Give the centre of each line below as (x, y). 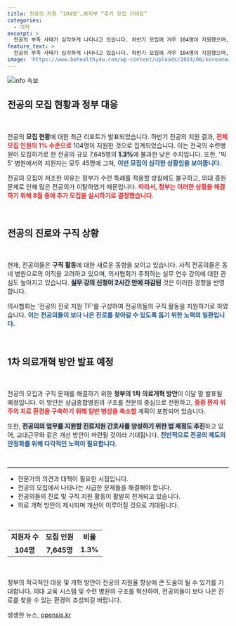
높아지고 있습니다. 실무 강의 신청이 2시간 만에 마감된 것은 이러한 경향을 (116, 282)
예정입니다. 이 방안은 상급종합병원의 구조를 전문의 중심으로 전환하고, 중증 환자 (113, 403)
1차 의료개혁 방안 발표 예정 (60, 361)
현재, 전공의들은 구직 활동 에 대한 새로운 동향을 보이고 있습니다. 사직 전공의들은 (114, 265)
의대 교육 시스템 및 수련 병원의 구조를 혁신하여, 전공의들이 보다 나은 (125, 592)
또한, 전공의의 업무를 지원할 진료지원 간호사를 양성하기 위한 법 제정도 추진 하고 (112, 426)
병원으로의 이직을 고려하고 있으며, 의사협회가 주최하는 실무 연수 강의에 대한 (117, 274)
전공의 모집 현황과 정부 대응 (63, 105)
